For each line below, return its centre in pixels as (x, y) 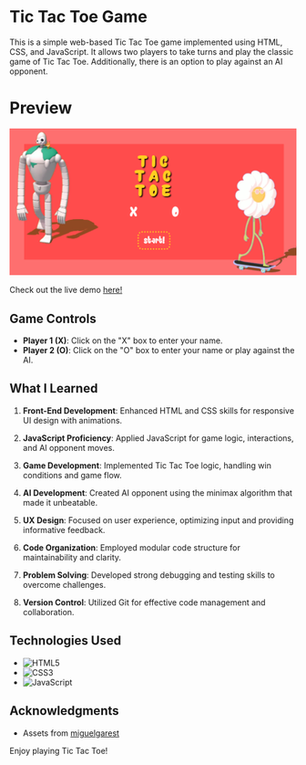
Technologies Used (65, 641)
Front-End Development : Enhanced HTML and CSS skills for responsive (158, 410)
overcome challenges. (64, 584)
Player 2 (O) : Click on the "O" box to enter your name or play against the (158, 351)
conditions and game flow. (72, 475)
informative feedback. (64, 529)
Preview (41, 108)
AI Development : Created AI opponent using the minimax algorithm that (158, 493)
